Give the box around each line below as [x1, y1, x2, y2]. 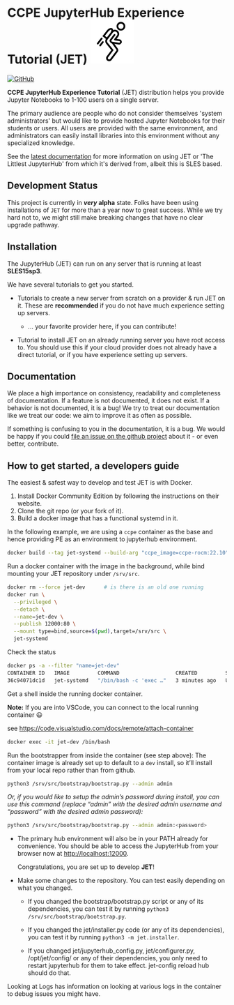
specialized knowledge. [7, 138, 75, 147]
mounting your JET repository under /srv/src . [7, 570, 140, 578]
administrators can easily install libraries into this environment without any [7, 131, 219, 139]
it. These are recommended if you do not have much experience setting [17, 301, 225, 310]
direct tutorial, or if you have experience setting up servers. [17, 350, 188, 358]
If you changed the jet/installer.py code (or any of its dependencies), [27, 925, 225, 934]
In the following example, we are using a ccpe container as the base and [7, 528, 214, 536]
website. [17, 499, 42, 508]
